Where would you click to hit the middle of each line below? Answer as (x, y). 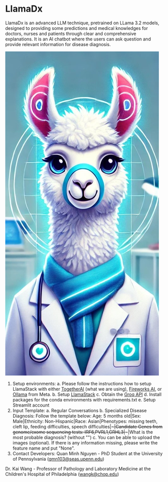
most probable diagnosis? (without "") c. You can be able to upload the (86, 437)
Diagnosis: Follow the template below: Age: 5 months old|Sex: (77, 416)
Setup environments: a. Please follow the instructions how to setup (82, 383)
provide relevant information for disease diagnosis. (58, 44)
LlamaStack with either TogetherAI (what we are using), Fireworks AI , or (87, 389)
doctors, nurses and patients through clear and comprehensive (71, 33)
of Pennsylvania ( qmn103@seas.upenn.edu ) (58, 459)
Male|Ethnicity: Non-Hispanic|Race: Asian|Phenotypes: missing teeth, (85, 421)
